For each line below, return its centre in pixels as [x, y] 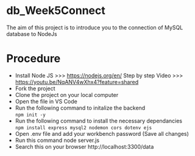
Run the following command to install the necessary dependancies [99, 121]
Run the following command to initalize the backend [80, 108]
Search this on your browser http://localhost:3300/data [84, 146]
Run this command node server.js [57, 140]
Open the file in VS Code [46, 101]
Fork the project [35, 88]
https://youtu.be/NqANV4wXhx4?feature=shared [77, 82]
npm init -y [30, 115]
